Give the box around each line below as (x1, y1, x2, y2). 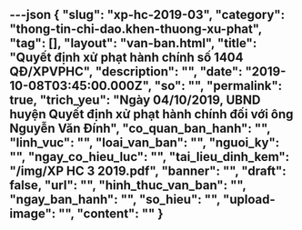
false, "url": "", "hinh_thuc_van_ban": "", (9, 177, 247, 194)
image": (9, 206, 56, 222)
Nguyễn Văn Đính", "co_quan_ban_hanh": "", (9, 121, 271, 136)
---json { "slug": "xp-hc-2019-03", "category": (9, 7, 285, 23)
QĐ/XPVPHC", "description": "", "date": (9, 64, 243, 80)
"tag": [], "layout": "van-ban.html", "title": (9, 35, 257, 51)
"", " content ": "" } (57, 206, 164, 222)
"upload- (222, 192, 276, 207)
